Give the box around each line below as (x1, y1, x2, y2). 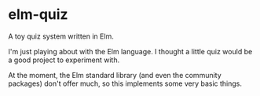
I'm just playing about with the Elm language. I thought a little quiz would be (8, 46, 253, 56)
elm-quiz (8, 6, 68, 24)
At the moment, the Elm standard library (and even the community (8, 70, 222, 79)
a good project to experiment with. (8, 55, 120, 65)
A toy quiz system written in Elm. (8, 31, 114, 41)
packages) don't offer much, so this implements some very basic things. (8, 79, 242, 88)
